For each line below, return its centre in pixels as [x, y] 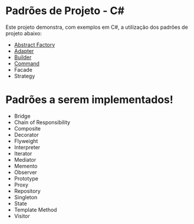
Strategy [24, 76]
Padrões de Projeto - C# [65, 11]
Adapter [24, 51]
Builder [23, 57]
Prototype [26, 178]
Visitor [22, 216]
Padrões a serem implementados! [89, 100]
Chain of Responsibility [42, 122]
